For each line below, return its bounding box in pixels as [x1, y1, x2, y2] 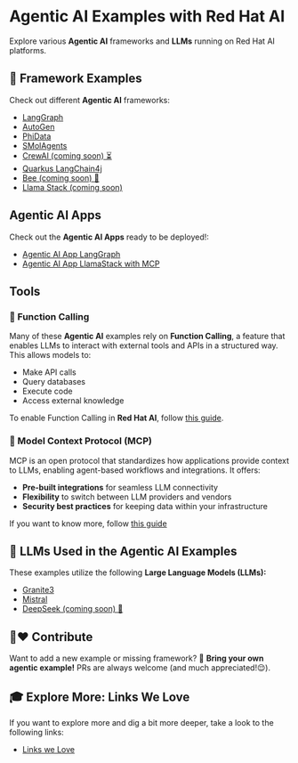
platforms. [9, 45, 47, 55]
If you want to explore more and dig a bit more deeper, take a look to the [9, 717, 274, 727]
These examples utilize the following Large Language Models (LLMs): [9, 567, 267, 578]
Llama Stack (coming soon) [21, 182, 123, 192]
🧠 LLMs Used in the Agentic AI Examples [9, 543, 238, 558]
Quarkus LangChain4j [21, 163, 102, 174]
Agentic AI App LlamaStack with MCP [21, 258, 160, 269]
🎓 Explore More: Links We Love [9, 689, 190, 704]
